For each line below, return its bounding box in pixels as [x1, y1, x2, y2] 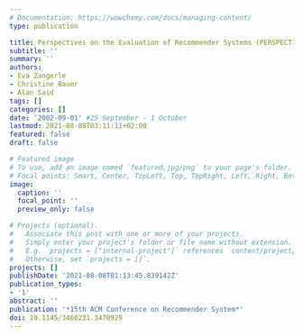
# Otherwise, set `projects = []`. [9, 254, 151, 264]
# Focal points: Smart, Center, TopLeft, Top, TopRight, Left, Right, [9, 171, 280, 180]
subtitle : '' [9, 46, 59, 55]
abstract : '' [9, 296, 59, 305]
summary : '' [9, 55, 54, 64]
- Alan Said [9, 87, 54, 97]
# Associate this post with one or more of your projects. [9, 230, 244, 239]
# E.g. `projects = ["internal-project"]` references [9, 246, 224, 255]
